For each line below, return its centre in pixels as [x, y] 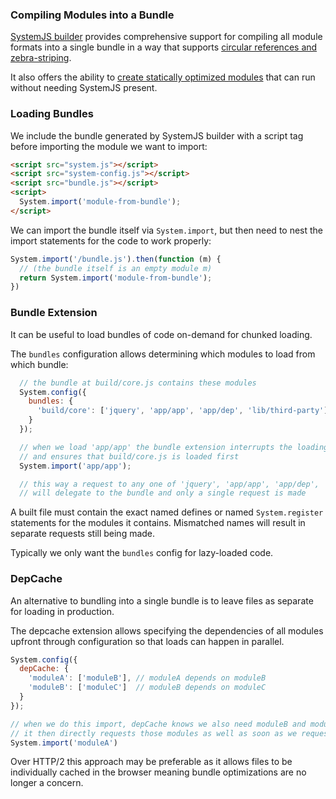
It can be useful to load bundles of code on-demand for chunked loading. [161, 334]
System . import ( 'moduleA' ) [64, 743]
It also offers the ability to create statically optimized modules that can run [163, 77]
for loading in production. [62, 611]
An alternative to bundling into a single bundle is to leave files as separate [162, 600]
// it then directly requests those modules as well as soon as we [154, 733]
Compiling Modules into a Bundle [92, 15]
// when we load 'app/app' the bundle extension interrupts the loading [174, 447]
